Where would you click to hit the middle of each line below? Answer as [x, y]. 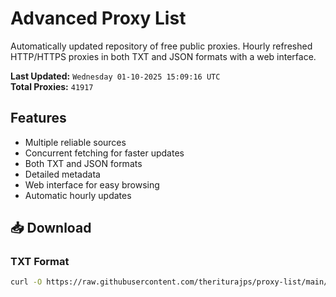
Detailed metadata [62, 174]
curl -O [26, 282]
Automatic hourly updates [78, 195]
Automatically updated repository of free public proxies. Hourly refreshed [161, 46]
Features [38, 118]
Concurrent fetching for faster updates [104, 153]
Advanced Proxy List [98, 18]
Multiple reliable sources [75, 142]
